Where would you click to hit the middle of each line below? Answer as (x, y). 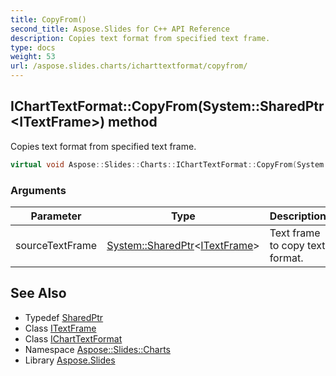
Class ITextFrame (60, 328)
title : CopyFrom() (48, 19)
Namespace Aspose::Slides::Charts (97, 349)
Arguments (38, 190)
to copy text (297, 245)
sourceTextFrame (56, 245)
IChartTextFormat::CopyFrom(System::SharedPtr (167, 106)
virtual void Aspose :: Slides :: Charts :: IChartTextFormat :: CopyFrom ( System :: (171, 164)
